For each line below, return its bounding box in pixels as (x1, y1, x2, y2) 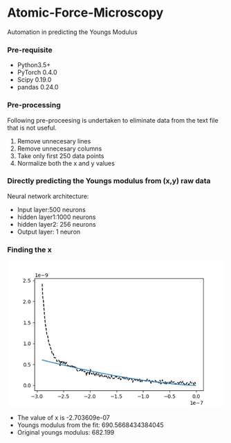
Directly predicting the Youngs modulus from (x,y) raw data (7, 176, 211, 186)
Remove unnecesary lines (17, 137, 91, 145)
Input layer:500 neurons (17, 205, 86, 214)
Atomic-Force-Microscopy (7, 5, 164, 21)
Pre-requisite (7, 45, 53, 55)
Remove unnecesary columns (17, 144, 102, 153)
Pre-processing (7, 101, 61, 110)
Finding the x (7, 245, 52, 254)
